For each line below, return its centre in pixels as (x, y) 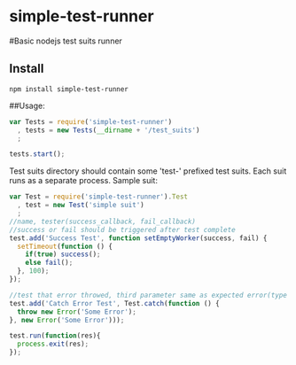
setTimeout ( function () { (65, 246)
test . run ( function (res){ (55, 336)
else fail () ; (49, 263)
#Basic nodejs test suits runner (66, 41)
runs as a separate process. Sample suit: (83, 181)
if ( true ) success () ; (63, 254)
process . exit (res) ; (53, 344)
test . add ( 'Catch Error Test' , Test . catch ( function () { (114, 303)
